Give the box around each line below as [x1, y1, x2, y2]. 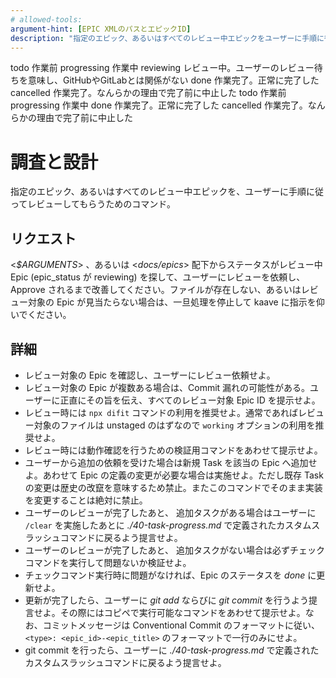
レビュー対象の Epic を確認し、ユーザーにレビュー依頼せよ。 [24, 369, 276, 381]
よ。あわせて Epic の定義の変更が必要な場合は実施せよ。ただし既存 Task [24, 469, 324, 481]
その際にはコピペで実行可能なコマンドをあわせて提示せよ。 [59, 606, 306, 618]
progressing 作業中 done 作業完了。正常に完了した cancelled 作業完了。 [10, 99, 308, 111]
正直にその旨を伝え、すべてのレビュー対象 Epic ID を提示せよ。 [59, 394, 321, 406]
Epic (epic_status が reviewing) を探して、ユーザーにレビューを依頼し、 [10, 271, 306, 283]
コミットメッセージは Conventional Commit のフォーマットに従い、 [42, 619, 321, 631]
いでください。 [10, 309, 72, 321]
